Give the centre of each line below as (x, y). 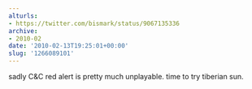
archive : (23, 31)
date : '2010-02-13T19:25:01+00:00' (69, 46)
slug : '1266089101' (41, 53)
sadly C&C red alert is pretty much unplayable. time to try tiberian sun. (126, 76)
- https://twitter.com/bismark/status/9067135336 (94, 23)
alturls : (23, 16)
